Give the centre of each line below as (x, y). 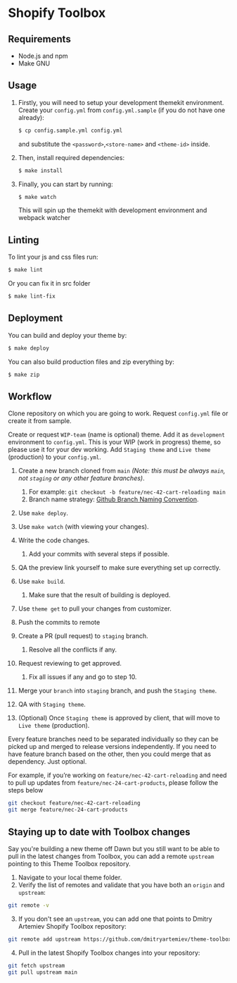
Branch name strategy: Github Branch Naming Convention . (114, 499)
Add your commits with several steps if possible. (99, 554)
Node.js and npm (43, 56)
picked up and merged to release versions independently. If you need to (112, 747)
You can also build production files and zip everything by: (91, 362)
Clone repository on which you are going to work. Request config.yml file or (118, 413)
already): (31, 117)
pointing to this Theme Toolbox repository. (69, 863)
